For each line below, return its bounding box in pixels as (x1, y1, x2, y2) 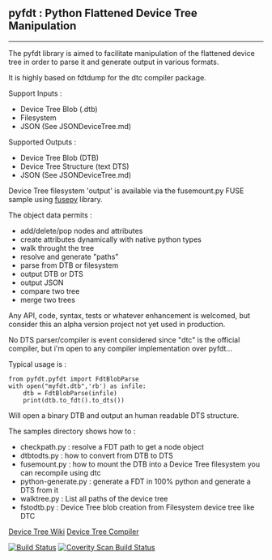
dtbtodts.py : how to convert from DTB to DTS (19, 450, 174, 460)
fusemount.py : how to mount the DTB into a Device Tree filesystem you (19, 459, 261, 469)
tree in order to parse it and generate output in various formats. (8, 57, 219, 67)
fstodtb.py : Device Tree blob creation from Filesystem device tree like (19, 502, 255, 512)
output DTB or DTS (19, 269, 83, 278)
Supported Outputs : (8, 137, 77, 147)
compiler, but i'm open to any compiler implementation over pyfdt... (8, 343, 233, 353)
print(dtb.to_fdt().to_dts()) (23, 396, 125, 404)
